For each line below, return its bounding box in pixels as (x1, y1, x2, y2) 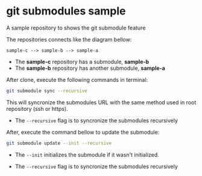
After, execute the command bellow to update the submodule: (6, 128, 160, 136)
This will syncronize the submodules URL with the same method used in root (6, 98, 197, 106)
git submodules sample (6, 4, 126, 18)
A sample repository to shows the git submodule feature (6, 24, 146, 31)
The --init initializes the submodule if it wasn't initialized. (14, 151, 160, 158)
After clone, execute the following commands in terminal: (6, 76, 148, 83)
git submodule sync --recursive (6, 87, 87, 94)
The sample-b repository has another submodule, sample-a (14, 64, 166, 72)
